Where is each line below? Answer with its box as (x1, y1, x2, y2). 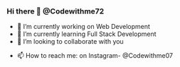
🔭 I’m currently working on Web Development (16, 23, 151, 31)
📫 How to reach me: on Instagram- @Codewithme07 (16, 51, 174, 60)
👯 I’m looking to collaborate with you (16, 37, 124, 46)
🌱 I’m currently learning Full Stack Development (16, 30, 157, 38)
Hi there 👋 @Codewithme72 (6, 6, 105, 16)
